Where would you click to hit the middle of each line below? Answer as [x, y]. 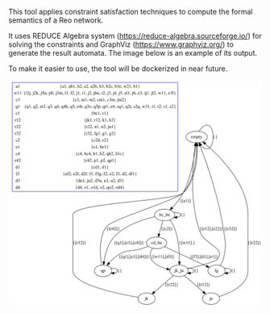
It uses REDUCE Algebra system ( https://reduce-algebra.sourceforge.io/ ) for [135, 36]
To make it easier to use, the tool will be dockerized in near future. [118, 69]
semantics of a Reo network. [56, 20]
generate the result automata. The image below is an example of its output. [133, 53]
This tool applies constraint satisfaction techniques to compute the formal [131, 12]
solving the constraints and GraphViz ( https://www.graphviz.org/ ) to [121, 44]
